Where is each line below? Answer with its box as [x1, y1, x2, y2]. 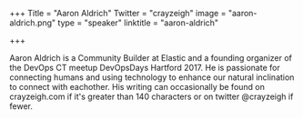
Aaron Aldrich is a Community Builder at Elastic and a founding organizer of [9, 53, 293, 63]
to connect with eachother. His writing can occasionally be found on [9, 82, 266, 92]
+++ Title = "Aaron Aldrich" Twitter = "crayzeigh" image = [9, 8, 227, 18]
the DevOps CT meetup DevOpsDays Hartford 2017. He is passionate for [9, 63, 280, 73]
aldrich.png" [9, 17, 56, 28]
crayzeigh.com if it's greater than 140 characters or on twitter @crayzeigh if [9, 91, 294, 102]
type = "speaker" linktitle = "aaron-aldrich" [57, 17, 219, 28]
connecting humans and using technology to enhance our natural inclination [9, 72, 295, 83]
